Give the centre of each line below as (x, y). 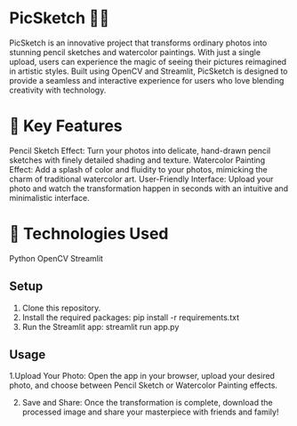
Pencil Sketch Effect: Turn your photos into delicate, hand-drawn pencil (140, 150)
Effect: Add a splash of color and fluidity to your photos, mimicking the (139, 169)
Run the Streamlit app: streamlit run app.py (100, 326)
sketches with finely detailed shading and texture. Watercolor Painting (137, 160)
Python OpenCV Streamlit (56, 258)
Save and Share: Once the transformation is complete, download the (147, 403)
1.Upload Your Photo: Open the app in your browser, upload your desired (142, 376)
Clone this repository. (61, 308)
